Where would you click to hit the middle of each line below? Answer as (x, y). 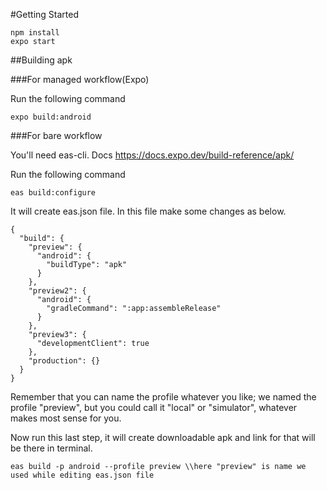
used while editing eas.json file (82, 475)
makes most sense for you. (66, 418)
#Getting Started (44, 14)
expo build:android (51, 117)
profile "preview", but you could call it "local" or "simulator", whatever (154, 407)
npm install (35, 33)
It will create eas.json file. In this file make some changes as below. (148, 211)
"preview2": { (57, 291)
